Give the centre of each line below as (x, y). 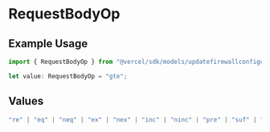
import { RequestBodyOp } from (61, 62)
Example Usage (48, 44)
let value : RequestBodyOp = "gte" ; (68, 76)
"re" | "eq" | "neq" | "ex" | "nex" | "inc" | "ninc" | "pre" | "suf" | (133, 120)
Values (26, 101)
